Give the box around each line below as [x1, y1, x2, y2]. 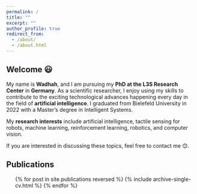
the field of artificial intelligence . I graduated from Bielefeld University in [6, 100, 187, 107]
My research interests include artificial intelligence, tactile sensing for [6, 118, 180, 125]
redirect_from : [6, 31, 44, 37]
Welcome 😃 [6, 64, 53, 75]
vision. [6, 130, 23, 138]
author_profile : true [6, 25, 61, 32]
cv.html [14, 181, 34, 189]
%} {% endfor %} [34, 181, 78, 189]
